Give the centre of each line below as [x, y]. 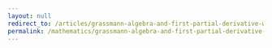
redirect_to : [30, 24]
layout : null [30, 16]
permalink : [26, 31]
